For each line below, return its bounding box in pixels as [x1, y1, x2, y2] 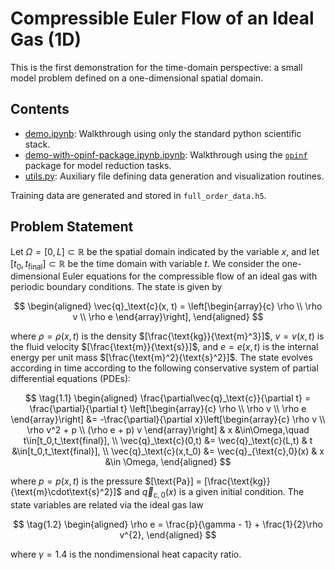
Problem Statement [10, 218, 134, 236]
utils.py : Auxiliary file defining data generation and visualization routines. [24, 170, 325, 182]
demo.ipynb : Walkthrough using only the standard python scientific [24, 127, 302, 139]
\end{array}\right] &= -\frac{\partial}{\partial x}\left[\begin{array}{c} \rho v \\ [10, 413, 326, 426]
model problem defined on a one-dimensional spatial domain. [10, 72, 264, 84]
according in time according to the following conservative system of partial [10, 362, 319, 374]
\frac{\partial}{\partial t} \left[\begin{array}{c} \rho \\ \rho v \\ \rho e [29, 403, 307, 415]
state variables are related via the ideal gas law [10, 499, 204, 511]
